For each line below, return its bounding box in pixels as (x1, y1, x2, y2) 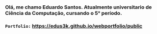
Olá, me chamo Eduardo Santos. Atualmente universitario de (5, 4, 152, 11)
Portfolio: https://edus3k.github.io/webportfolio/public (5, 23, 143, 29)
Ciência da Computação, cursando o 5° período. (5, 10, 122, 16)
